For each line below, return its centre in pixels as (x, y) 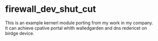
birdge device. (20, 33)
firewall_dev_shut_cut (50, 9)
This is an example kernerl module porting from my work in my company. (79, 23)
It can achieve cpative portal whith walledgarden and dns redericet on (76, 28)
